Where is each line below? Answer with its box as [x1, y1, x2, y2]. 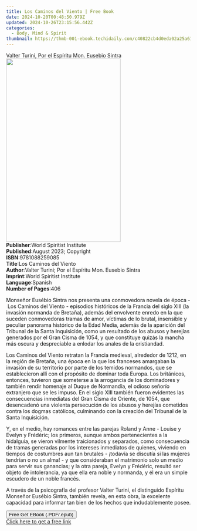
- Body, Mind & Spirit [11, 31, 67, 36]
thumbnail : [6, 36, 33, 42]
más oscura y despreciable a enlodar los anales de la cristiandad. [6, 340, 164, 347]
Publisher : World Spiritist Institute [6, 242, 87, 248]
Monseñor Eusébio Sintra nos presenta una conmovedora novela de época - [6, 297, 191, 303]
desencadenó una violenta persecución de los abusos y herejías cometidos [6, 401, 189, 408]
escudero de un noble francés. [6, 475, 80, 482]
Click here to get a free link [6, 518, 72, 525]
